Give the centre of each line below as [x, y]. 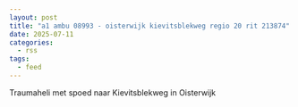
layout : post [34, 17]
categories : [31, 42]
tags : [19, 59]
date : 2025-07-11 [42, 34]
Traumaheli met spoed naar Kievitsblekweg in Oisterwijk [113, 92]
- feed [30, 68]
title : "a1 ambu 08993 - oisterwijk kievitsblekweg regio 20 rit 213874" [150, 26]
